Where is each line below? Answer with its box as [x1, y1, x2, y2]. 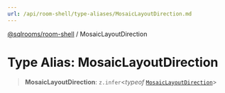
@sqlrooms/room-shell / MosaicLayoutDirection [7, 30, 148, 38]
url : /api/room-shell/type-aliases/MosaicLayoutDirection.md [7, 10, 192, 18]
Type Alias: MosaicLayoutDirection [7, 54, 219, 70]
